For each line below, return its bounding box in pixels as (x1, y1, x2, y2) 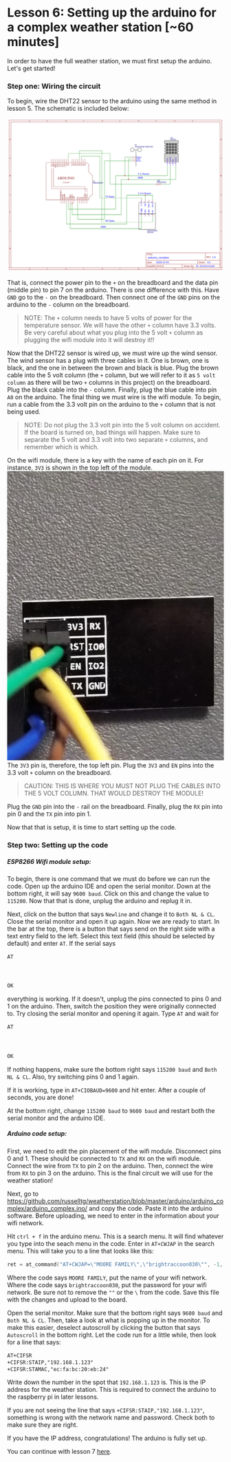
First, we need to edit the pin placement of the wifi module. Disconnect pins (7, 1147, 222, 1155)
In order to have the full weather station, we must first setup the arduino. (7, 56, 212, 65)
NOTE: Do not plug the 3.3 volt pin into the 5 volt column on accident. (23, 421, 221, 430)
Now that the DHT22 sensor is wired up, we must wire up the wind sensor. (7, 349, 218, 357)
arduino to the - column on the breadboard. (7, 301, 131, 309)
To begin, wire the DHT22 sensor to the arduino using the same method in (7, 97, 217, 105)
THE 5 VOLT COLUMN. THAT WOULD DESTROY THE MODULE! (23, 790, 204, 798)
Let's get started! (7, 64, 56, 72)
